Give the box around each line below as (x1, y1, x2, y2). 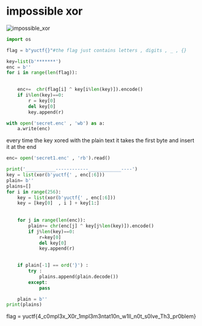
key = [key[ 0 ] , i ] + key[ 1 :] (17, 200, 99, 206)
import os (6, 36, 32, 42)
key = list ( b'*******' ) (6, 58, 62, 65)
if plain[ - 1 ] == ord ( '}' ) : (17, 263, 88, 269)
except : (28, 279, 48, 285)
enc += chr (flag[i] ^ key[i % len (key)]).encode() (17, 87, 143, 93)
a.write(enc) (17, 126, 51, 132)
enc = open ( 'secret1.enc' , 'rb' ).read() (6, 155, 111, 161)
